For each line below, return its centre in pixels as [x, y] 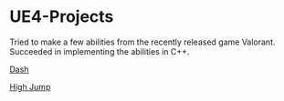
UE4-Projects [62, 17]
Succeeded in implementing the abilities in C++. [100, 51]
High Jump [30, 86]
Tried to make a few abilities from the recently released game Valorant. [142, 42]
